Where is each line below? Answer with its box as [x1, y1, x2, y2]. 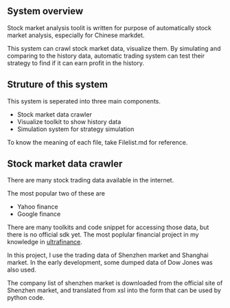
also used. [7, 265, 36, 274]
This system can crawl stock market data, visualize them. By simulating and [7, 44, 221, 52]
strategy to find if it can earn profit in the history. [7, 58, 145, 67]
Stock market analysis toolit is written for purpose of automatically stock [7, 23, 211, 32]
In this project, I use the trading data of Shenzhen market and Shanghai [7, 251, 209, 259]
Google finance [16, 210, 61, 218]
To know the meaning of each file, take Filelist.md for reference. [7, 138, 188, 146]
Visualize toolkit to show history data [16, 117, 122, 126]
